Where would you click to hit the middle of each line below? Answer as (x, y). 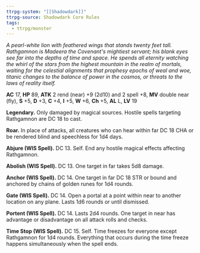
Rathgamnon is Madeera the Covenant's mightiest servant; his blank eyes (97, 52)
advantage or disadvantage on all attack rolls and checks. (77, 220)
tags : (13, 23)
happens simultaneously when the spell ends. (62, 244)
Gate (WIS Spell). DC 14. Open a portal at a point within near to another (94, 196)
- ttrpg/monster (32, 28)
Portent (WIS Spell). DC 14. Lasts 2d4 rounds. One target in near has (91, 213)
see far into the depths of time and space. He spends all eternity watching (97, 58)
